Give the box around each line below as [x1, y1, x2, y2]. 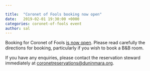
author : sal [5, 26, 30, 31]
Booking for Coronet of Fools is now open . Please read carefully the [5, 40, 145, 46]
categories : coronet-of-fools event [5, 21, 82, 26]
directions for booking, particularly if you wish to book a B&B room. [5, 45, 144, 51]
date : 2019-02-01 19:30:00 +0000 [5, 16, 80, 22]
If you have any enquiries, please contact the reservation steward [5, 55, 140, 61]
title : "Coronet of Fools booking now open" [5, 12, 102, 17]
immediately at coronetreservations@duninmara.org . [5, 60, 114, 66]
